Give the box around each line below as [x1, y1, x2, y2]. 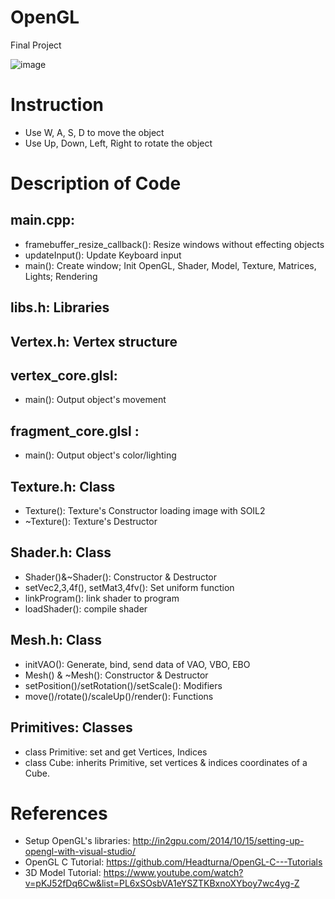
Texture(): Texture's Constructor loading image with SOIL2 [24, 505, 266, 517]
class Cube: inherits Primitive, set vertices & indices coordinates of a [24, 756, 308, 768]
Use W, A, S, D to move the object [24, 126, 165, 138]
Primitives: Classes [10, 719, 133, 736]
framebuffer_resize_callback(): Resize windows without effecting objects [24, 238, 325, 250]
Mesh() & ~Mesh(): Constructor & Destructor [24, 669, 209, 681]
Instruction [10, 94, 104, 116]
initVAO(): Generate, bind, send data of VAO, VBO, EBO [24, 658, 251, 670]
